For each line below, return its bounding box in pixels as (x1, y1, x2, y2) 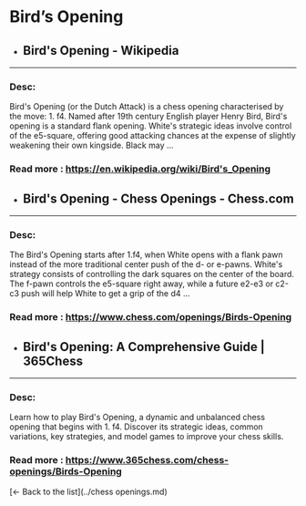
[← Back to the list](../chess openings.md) (9, 486, 168, 497)
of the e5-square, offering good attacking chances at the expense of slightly (9, 130, 296, 141)
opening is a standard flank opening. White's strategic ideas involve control (9, 120, 292, 131)
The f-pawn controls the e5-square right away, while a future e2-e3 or (9, 278, 274, 289)
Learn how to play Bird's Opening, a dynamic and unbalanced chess (9, 412, 266, 423)
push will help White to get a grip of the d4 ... (21, 288, 190, 299)
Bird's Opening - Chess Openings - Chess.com (22, 191, 294, 206)
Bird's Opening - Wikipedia (22, 43, 179, 58)
